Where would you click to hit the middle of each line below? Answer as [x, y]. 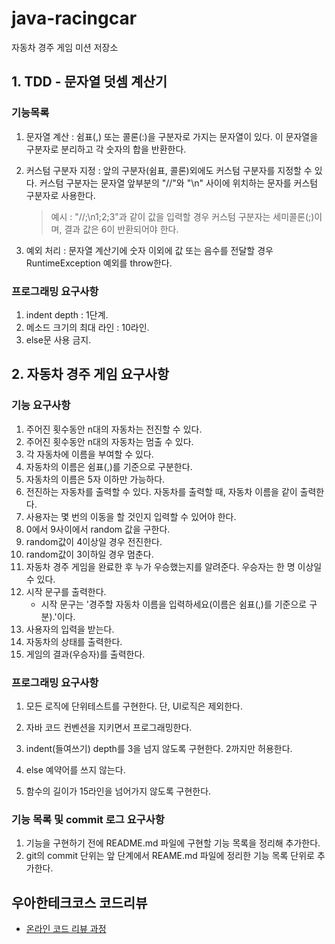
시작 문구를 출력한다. [66, 591]
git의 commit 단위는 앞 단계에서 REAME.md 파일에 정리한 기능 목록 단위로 [170, 856]
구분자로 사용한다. [60, 195]
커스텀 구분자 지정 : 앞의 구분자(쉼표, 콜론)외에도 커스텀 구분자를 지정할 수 [169, 170]
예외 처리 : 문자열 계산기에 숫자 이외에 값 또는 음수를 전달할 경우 [149, 250]
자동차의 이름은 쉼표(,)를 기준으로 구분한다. [109, 466]
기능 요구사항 [41, 405]
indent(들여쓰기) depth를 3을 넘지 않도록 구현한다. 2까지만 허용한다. [159, 748]
